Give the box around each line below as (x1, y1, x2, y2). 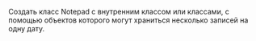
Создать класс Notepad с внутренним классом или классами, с (8, 7, 230, 16)
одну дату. (8, 24, 45, 33)
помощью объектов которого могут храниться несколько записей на (8, 15, 249, 25)
